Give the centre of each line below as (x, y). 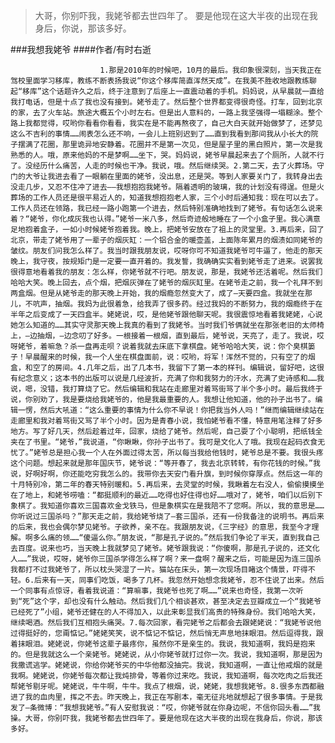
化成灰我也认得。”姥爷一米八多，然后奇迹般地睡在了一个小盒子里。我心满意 (190, 219)
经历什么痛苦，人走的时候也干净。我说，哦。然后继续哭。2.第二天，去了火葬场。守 (178, 166)
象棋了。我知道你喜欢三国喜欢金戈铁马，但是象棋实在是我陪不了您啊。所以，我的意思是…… (167, 506)
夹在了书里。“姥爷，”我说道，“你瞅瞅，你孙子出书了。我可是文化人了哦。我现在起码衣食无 (168, 442)
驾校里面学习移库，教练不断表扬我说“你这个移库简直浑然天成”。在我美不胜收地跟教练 (160, 81)
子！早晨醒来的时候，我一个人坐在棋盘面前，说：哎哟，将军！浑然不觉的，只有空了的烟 (163, 357)
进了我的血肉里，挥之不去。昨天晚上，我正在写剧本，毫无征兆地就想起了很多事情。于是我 (166, 697)
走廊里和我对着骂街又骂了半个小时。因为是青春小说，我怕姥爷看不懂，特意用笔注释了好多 (166, 421)
